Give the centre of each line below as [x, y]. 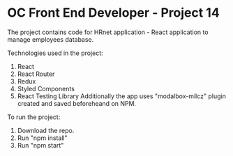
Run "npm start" [40, 145]
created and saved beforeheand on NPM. [77, 103]
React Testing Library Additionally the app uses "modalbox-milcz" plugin [122, 96]
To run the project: [34, 117]
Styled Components [46, 88]
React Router [36, 74]
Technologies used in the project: [55, 53]
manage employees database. [51, 39]
